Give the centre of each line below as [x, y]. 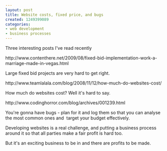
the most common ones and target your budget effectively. [67, 118]
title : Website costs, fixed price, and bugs [54, 15]
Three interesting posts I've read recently [49, 48]
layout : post [19, 10]
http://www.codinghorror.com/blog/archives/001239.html [65, 103]
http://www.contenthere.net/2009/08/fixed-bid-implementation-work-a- [81, 58]
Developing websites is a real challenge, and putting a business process [81, 128]
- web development [25, 29]
